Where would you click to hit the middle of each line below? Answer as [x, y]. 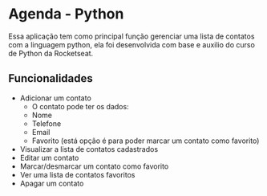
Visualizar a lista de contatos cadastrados [89, 149]
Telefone [47, 123]
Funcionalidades [51, 78]
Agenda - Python [66, 14]
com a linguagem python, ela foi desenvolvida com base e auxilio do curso [131, 44]
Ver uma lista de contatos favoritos [77, 174]
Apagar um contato [52, 183]
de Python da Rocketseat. [51, 53]
